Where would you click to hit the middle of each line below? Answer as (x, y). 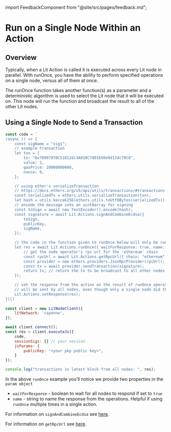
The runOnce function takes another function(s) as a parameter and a (78, 90)
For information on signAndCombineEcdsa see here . (57, 414)
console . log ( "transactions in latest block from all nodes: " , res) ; (81, 369)
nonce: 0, (34, 172)
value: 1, (34, 163)
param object (19, 384)
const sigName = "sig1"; (41, 144)
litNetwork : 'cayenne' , (40, 313)
